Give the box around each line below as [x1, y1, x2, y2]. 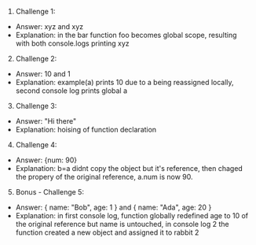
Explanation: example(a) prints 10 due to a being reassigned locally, [15, 78, 234, 87]
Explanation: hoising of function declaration [15, 125, 157, 134]
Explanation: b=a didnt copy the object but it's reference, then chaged [15, 164, 243, 173]
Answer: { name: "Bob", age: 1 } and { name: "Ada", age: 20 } [15, 202, 212, 212]
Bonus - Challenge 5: [15, 187, 85, 196]
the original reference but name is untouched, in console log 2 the [15, 220, 229, 228]
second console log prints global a [15, 86, 128, 95]
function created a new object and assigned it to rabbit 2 [15, 228, 199, 237]
